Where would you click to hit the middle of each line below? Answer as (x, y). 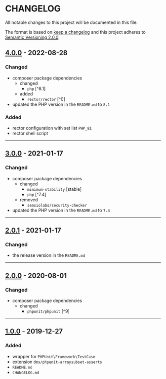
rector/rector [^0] (46, 99)
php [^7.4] (37, 194)
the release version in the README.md (49, 255)
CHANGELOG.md (26, 373)
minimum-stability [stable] (54, 189)
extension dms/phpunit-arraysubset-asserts (57, 362)
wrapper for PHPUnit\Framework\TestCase (54, 356)
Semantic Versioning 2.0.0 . (33, 37)
